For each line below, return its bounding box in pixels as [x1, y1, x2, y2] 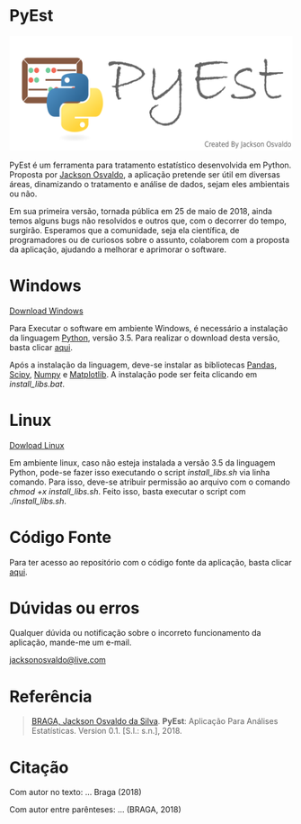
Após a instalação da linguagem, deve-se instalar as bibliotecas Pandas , [9, 359, 277, 370]
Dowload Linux [9, 439, 65, 450]
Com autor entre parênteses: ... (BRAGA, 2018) [9, 804, 181, 815]
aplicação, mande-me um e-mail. [9, 637, 132, 648]
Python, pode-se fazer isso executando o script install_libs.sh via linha [9, 466, 270, 477]
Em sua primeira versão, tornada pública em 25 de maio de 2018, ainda [9, 205, 272, 216]
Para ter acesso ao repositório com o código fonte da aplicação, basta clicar [9, 557, 292, 567]
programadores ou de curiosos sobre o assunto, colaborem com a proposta [9, 234, 290, 245]
